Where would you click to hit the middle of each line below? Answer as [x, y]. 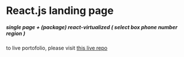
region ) [16, 33]
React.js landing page [60, 11]
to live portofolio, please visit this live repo [57, 48]
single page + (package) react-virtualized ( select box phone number [92, 27]
